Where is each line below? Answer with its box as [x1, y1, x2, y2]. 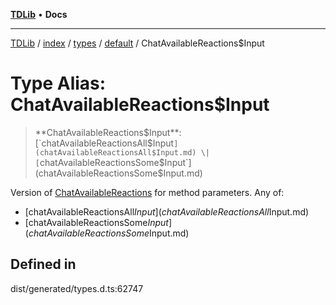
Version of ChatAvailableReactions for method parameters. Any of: [10, 186, 285, 198]
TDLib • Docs [10, 9, 68, 20]
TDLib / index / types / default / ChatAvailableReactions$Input [10, 37, 265, 49]
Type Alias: [10, 72, 107, 95]
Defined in [10, 256, 77, 273]
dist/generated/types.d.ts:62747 [10, 282, 144, 294]
